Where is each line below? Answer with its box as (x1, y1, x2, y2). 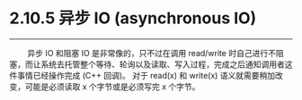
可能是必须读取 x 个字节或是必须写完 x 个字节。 (24, 81, 200, 92)
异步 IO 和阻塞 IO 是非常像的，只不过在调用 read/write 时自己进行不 (26, 47, 277, 58)
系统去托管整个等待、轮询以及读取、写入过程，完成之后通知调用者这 (40, 59, 293, 70)
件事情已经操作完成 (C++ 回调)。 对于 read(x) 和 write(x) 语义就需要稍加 (9, 70, 276, 80)
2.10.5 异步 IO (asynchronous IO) (9, 8, 257, 29)
